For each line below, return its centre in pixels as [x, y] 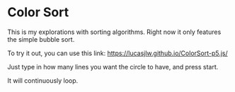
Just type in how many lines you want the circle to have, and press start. [113, 67]
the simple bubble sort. [41, 39]
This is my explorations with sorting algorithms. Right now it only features [114, 32]
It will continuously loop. [43, 80]
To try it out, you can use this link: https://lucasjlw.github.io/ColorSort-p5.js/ [117, 53]
